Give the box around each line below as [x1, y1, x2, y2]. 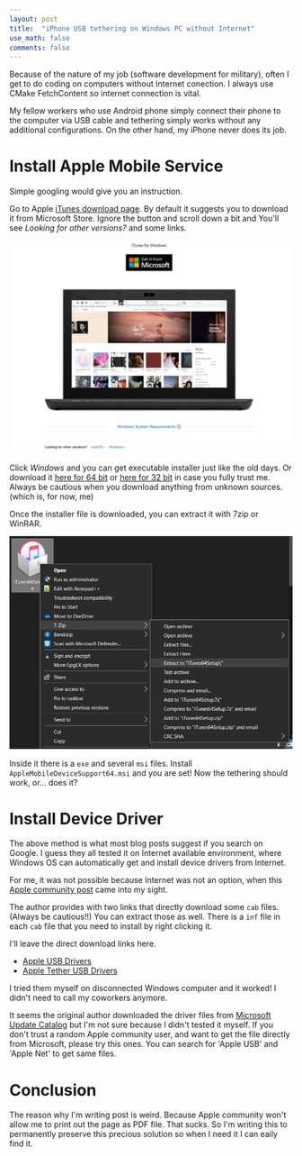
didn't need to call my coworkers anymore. [9, 992, 168, 1004]
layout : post [9, 14, 58, 23]
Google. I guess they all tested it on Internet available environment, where [9, 848, 282, 859]
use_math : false [9, 33, 70, 42]
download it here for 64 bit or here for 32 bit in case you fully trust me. [9, 471, 271, 482]
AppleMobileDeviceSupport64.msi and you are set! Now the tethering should [9, 767, 289, 778]
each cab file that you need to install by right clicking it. [9, 921, 213, 932]
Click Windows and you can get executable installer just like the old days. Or [9, 462, 292, 473]
